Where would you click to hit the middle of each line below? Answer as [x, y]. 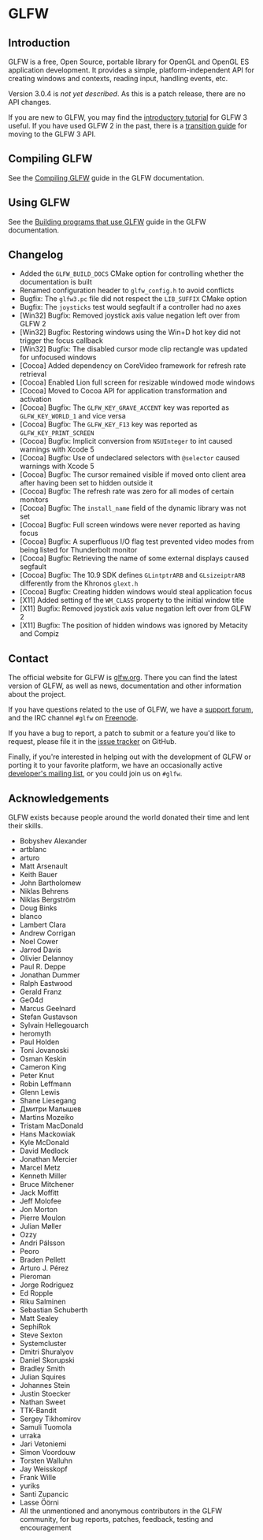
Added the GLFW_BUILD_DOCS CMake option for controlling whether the [131, 273]
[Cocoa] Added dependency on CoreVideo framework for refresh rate [133, 366]
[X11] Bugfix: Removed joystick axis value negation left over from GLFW [135, 608]
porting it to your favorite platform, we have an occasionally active [115, 765]
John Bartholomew [50, 883]
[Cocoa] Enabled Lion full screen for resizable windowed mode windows [137, 382]
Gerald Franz [41, 992]
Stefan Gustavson [48, 1017]
